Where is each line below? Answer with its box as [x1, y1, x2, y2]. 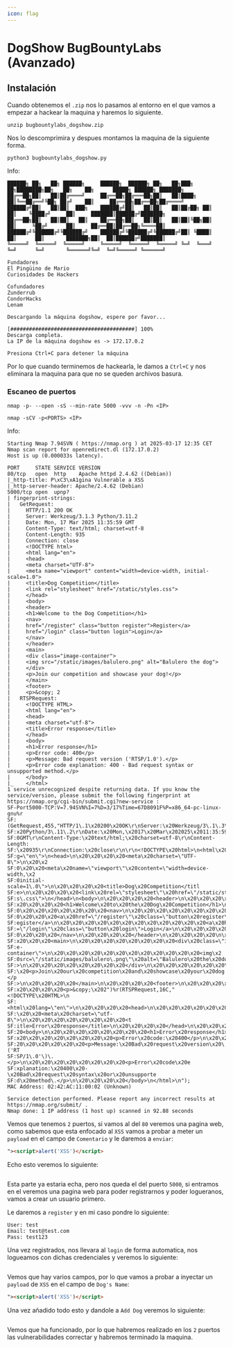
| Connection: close [7, 537, 79, 544]
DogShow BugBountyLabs [7, 40, 162, 55]
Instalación [7, 83, 57, 94]
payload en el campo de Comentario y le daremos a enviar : [7, 1134, 174, 1143]
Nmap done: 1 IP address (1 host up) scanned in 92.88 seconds [7, 1107, 194, 1114]
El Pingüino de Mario [7, 265, 70, 272]
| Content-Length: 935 [7, 531, 85, 538]
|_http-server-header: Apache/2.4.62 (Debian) [7, 483, 144, 490]
